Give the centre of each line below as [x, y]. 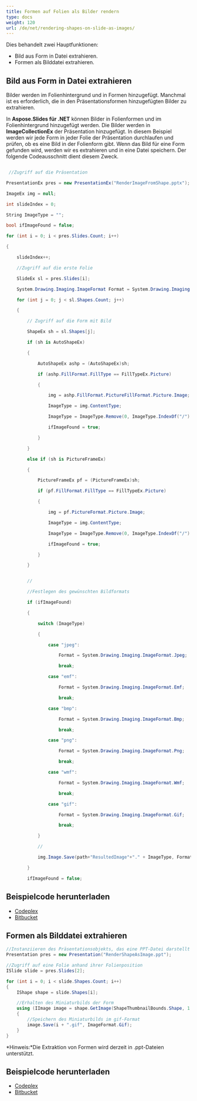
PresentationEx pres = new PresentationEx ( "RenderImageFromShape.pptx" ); [98, 183]
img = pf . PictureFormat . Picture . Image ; [96, 513]
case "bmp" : [62, 709]
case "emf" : [62, 677]
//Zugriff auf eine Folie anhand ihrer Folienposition [74, 966]
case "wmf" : [62, 772]
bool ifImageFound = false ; [40, 225]
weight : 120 [21, 22]
